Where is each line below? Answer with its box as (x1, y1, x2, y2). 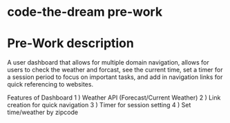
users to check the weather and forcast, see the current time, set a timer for (7, 66, 223, 74)
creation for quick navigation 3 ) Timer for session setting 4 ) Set (7, 101, 191, 109)
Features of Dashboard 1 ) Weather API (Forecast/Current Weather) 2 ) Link (7, 93, 221, 102)
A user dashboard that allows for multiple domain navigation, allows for (7, 58, 209, 67)
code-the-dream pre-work (7, 4, 163, 20)
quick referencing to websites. (7, 80, 94, 89)
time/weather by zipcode (7, 108, 78, 117)
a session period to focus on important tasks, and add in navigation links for (7, 73, 223, 81)
